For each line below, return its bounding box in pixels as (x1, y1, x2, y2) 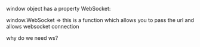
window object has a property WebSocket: (6, 5, 111, 12)
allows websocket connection (6, 23, 79, 30)
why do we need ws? (6, 35, 59, 41)
